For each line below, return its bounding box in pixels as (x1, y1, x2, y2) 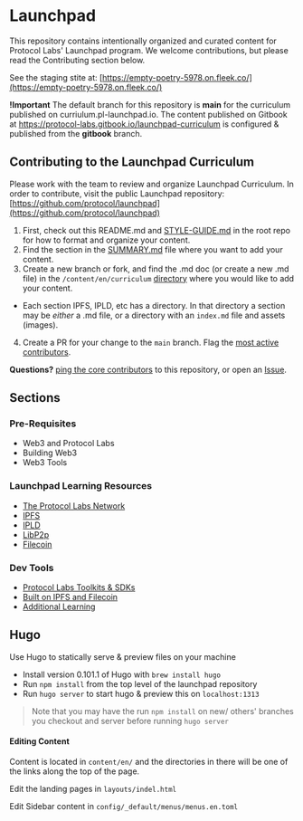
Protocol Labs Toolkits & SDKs (22, 582, 136, 593)
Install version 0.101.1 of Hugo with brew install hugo (22, 669, 222, 680)
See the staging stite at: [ (9, 72, 103, 82)
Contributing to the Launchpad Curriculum (9, 155, 255, 170)
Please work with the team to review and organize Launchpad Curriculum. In (9, 178, 294, 189)
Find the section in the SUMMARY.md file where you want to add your (22, 243, 283, 254)
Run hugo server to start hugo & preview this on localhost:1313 (22, 688, 260, 699)
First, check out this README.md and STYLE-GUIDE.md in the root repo (22, 224, 291, 235)
